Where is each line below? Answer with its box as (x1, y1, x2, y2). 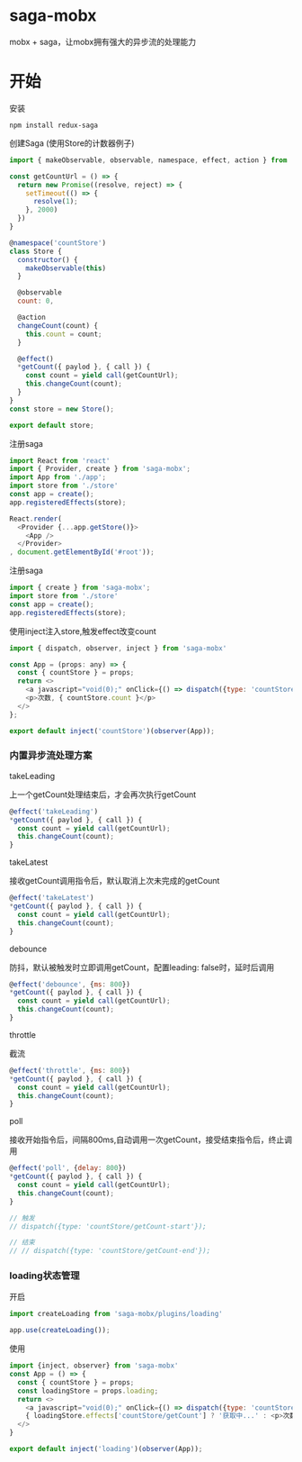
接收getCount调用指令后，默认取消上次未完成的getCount (9, 876, 220, 886)
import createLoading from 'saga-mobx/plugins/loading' (9, 1310, 223, 1319)
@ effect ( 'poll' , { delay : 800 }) (9, 1164, 127, 1173)
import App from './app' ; (9, 473, 106, 482)
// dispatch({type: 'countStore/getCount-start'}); (9, 1221, 207, 1230)
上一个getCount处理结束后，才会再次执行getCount (9, 789, 197, 800)
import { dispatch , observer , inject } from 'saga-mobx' (9, 643, 227, 653)
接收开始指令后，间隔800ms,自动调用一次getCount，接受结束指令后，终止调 (9, 1134, 293, 1145)
